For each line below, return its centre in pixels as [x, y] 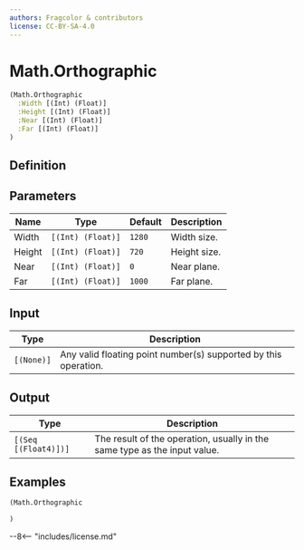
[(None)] [33, 360]
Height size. [196, 252]
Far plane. [192, 281]
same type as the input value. [157, 449]
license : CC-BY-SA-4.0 [52, 26]
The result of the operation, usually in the [182, 439]
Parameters [43, 196]
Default [146, 221]
